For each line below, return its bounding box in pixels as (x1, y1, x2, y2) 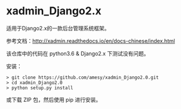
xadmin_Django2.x (6, 4, 102, 18)
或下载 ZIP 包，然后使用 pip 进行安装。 (6, 96, 102, 103)
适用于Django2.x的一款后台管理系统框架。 (6, 24, 110, 32)
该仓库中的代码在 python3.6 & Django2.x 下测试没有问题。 (6, 49, 149, 57)
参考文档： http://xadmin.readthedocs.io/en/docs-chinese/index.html (6, 37, 175, 44)
